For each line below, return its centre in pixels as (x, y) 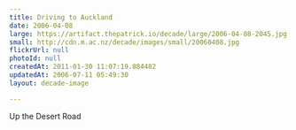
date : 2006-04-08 (41, 26)
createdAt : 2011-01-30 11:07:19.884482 (83, 67)
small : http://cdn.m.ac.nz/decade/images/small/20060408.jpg (125, 42)
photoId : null (35, 58)
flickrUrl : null (39, 50)
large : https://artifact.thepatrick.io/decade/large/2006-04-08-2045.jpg (148, 34)
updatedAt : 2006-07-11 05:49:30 (69, 75)
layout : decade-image (49, 83)
